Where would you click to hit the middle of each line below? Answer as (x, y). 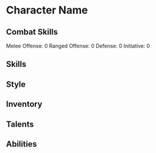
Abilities (21, 144)
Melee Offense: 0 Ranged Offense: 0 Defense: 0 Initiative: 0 (78, 46)
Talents (20, 124)
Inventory (24, 104)
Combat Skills (32, 32)
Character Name (47, 10)
